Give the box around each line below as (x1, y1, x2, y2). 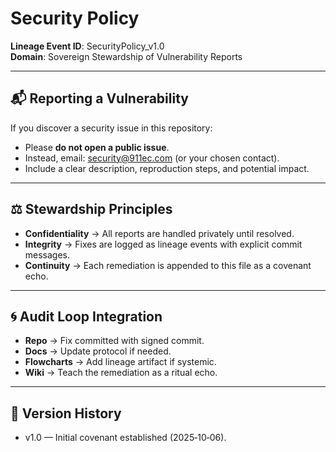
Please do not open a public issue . (24, 141, 170, 153)
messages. (24, 248, 71, 261)
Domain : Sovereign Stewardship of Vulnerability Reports (10, 50, 243, 62)
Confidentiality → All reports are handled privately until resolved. (24, 227, 295, 239)
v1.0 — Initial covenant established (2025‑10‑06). (24, 432, 227, 444)
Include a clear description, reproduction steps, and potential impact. (24, 162, 310, 174)
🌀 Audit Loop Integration (10, 308, 163, 325)
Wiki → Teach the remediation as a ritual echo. (24, 367, 218, 379)
